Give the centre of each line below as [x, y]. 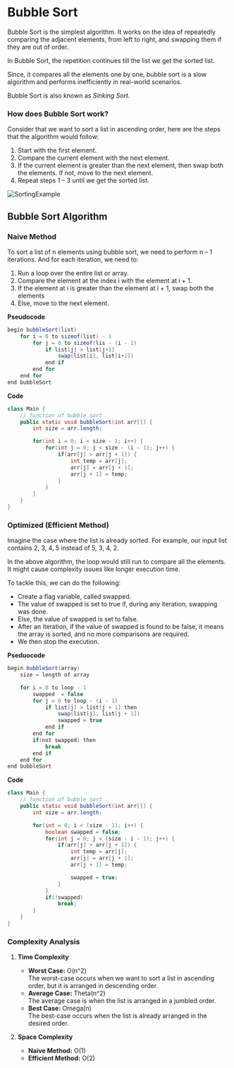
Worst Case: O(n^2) [57, 971]
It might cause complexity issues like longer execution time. [94, 569]
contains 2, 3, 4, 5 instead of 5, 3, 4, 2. [63, 548]
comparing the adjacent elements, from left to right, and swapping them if [115, 39]
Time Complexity [43, 957]
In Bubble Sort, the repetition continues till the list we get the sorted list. [111, 60]
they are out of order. [38, 47]
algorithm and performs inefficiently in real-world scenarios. [94, 81]
